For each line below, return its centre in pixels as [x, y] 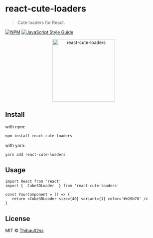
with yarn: [15, 145]
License [18, 218]
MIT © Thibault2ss [24, 231]
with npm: [15, 126]
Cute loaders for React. [41, 22]
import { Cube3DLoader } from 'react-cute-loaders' [62, 186]
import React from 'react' [33, 182]
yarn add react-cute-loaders [35, 154]
